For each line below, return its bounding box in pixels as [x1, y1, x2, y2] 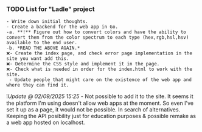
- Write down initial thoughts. [6, 19, 88, 25]
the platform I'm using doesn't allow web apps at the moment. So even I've [6, 99, 193, 107]
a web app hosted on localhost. [6, 119, 85, 126]
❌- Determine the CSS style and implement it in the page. [6, 61, 160, 67]
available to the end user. [6, 40, 78, 46]
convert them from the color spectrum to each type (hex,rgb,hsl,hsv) [6, 35, 189, 41]
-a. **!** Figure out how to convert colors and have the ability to [6, 29, 187, 35]
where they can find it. [6, 82, 69, 88]
